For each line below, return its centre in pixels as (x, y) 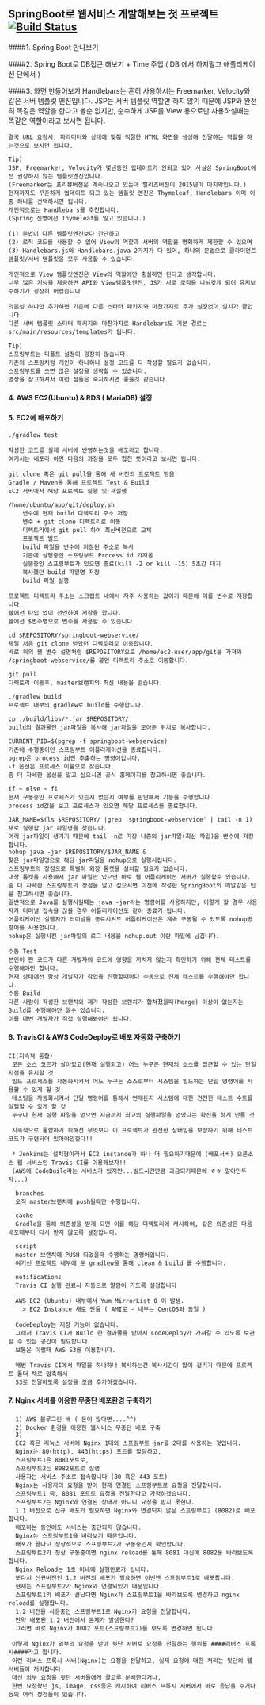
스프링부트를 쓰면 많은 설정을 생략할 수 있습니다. (78, 371)
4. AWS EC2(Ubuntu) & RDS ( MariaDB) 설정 (80, 398)
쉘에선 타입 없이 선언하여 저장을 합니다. (65, 613)
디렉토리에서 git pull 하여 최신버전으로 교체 (87, 530)
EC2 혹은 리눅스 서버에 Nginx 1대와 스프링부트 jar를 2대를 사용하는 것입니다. (128, 1443)
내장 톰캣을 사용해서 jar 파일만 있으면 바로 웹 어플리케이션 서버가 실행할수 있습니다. (130, 877)
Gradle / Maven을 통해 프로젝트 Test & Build (79, 482)
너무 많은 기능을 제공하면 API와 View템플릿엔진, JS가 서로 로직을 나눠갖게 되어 (122, 283)
